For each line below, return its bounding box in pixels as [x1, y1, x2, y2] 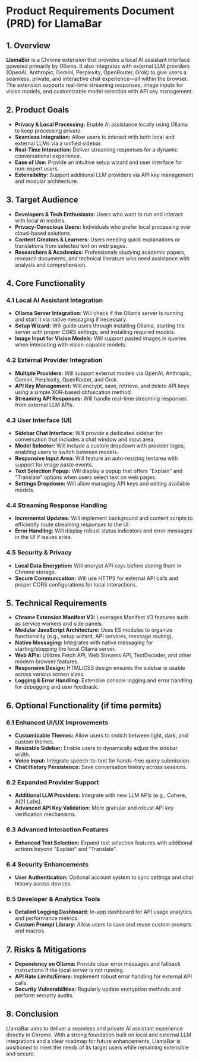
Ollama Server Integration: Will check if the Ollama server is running [14, 310, 184, 317]
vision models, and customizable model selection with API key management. [6, 88, 193, 94]
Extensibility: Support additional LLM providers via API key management [14, 171, 194, 178]
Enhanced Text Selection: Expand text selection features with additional [14, 839, 193, 846]
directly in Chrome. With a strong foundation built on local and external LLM [6, 1031, 192, 1038]
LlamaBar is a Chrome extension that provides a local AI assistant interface [6, 56, 190, 63]
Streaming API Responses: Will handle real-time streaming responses [14, 395, 187, 402]
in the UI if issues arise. [14, 534, 72, 541]
